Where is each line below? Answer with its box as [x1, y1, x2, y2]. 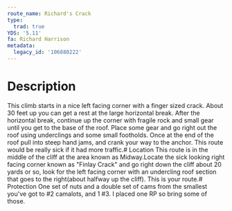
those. [7, 196, 26, 205]
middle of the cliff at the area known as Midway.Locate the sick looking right [7, 153, 225, 161]
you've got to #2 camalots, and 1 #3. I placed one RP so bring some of [7, 190, 208, 198]
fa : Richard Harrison [7, 36, 70, 43]
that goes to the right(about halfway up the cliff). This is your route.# [7, 174, 203, 183]
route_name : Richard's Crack [7, 10, 91, 17]
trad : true [13, 23, 45, 30]
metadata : [7, 42, 36, 49]
